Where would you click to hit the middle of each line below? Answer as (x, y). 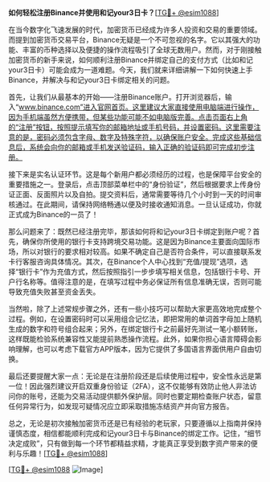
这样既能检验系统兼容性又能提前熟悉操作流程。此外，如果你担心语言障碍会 (131, 339)
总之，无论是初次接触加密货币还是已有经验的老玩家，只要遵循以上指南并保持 (135, 423)
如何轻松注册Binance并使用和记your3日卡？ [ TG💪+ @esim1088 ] (114, 12)
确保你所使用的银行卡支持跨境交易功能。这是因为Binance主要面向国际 (138, 241)
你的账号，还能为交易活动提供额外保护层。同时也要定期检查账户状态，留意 (138, 396)
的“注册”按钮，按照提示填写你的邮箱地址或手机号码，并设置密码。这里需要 (131, 127)
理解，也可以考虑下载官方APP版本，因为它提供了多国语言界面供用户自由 (135, 349)
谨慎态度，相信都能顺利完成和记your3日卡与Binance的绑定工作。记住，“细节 (135, 433)
